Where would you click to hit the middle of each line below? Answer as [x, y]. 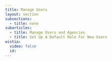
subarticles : [19, 28]
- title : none [24, 23]
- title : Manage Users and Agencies [47, 32]
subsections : [19, 19]
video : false [23, 46]
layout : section [22, 14]
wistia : [13, 42]
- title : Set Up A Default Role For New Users [58, 37]
